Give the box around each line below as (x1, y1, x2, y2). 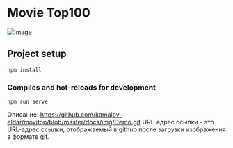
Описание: (7, 110, 39, 119)
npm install (7, 66, 42, 74)
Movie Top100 (7, 5, 90, 21)
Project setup (7, 48, 67, 60)
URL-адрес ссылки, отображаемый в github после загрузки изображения (7, 125, 226, 133)
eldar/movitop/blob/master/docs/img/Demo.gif (7, 118, 141, 126)
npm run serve (7, 99, 49, 106)
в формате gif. (7, 133, 49, 141)
